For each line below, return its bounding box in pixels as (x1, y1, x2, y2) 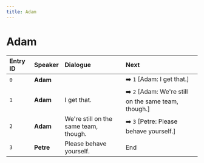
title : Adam (6, 8, 36, 15)
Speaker (34, 60, 59, 69)
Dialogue (64, 60, 91, 69)
